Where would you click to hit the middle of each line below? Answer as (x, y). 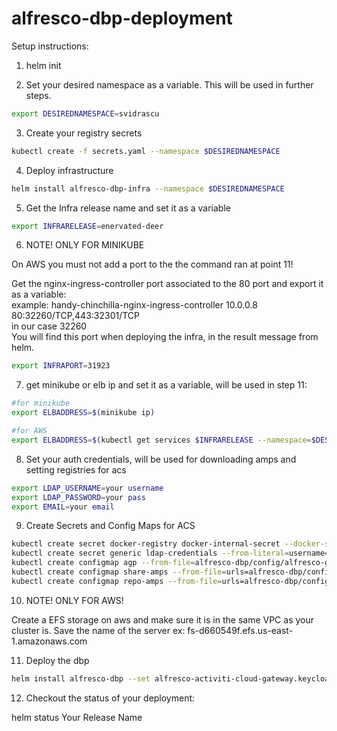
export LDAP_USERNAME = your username (87, 488)
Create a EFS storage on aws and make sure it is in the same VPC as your (162, 619)
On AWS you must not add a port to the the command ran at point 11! (152, 264)
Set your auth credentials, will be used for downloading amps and (161, 459)
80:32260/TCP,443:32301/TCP (76, 316)
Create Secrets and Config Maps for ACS (110, 526)
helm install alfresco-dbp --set (81, 678)
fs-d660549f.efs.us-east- (240, 630)
